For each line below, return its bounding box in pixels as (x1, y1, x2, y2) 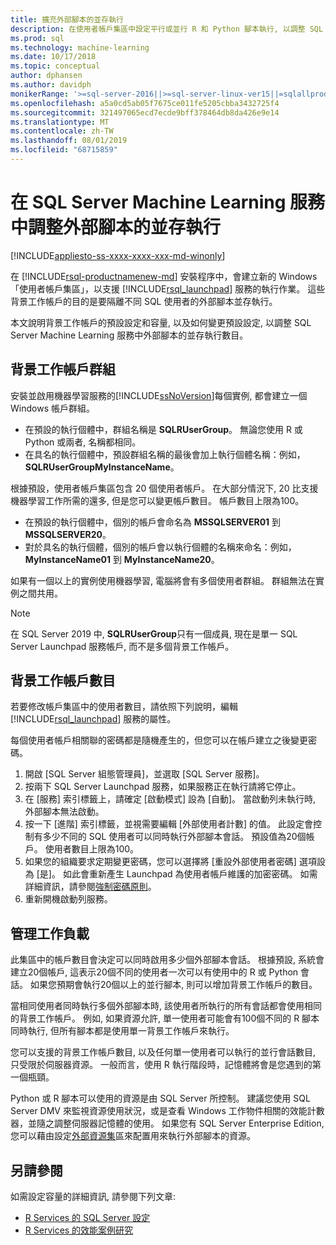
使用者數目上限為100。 (44, 843, 140, 855)
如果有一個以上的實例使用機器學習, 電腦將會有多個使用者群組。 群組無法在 (10, 574, 316, 586)
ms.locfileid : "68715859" (10, 145, 118, 155)
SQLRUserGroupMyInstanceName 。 (24, 461, 180, 473)
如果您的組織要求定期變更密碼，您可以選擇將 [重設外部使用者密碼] (24, 856, 297, 868)
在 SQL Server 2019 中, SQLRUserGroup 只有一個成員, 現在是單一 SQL (10, 627, 298, 640)
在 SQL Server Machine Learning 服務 (10, 191, 326, 214)
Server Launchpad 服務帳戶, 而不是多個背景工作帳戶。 (10, 640, 235, 652)
